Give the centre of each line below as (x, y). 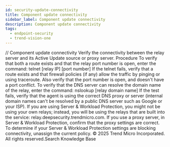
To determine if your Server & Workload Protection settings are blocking (80, 128)
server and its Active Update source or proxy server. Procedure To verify (81, 58)
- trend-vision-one (30, 39)
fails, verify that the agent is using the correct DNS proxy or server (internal (84, 96)
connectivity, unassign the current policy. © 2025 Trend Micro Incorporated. (85, 133)
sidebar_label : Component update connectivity (55, 19)
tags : (11, 29)
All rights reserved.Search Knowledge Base (51, 139)
